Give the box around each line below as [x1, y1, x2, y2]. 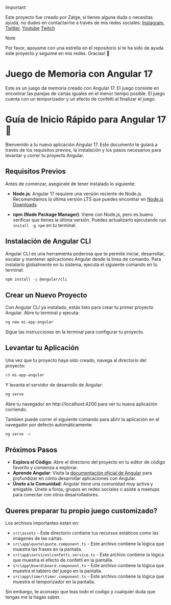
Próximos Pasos [5, 445, 58, 454]
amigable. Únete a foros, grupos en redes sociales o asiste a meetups [12, 486, 160, 492]
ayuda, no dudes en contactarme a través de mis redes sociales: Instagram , [5, 20, 165, 26]
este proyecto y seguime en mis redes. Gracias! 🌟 [5, 51, 110, 56]
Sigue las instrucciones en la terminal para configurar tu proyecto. [5, 329, 144, 335]
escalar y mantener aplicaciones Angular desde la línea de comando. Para [5, 256, 161, 262]
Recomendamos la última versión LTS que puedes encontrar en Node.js [12, 196, 164, 202]
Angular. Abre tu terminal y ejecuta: [5, 310, 80, 316]
